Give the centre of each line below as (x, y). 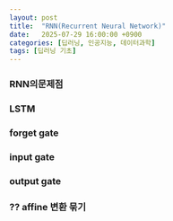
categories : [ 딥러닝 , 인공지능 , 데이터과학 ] (82, 43)
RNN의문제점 (36, 84)
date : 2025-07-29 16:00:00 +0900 (76, 34)
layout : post (34, 18)
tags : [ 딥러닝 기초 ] (43, 51)
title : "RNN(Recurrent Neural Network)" (88, 26)
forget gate (34, 133)
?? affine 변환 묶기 (48, 207)
